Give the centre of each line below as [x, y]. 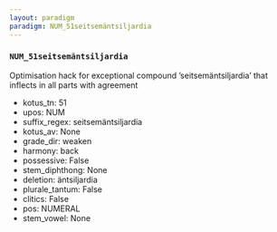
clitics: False [46, 198]
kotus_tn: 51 [45, 102]
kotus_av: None [52, 131]
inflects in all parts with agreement [74, 85]
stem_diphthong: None [65, 169]
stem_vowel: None [57, 217]
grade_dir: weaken [57, 140]
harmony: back [51, 150]
